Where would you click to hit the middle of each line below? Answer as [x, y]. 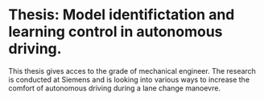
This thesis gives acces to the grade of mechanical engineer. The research [132, 71]
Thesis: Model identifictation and [122, 15]
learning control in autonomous [115, 32]
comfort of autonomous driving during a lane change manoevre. [115, 88]
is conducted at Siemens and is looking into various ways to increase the [129, 79]
